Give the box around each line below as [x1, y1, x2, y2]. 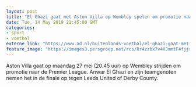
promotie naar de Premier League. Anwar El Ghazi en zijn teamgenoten [6, 68, 177, 75]
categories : [6, 24, 35, 31]
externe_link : [6, 41, 41, 47]
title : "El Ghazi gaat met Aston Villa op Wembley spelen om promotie [6, 14, 181, 20]
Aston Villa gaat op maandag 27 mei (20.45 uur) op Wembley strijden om [6, 62, 181, 69]
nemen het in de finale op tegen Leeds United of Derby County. [6, 74, 159, 81]
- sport [6, 30, 25, 36]
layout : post [6, 8, 38, 14]
